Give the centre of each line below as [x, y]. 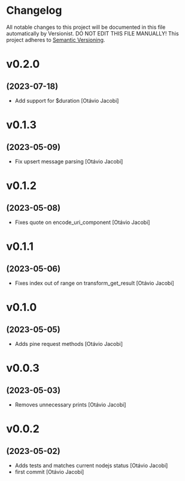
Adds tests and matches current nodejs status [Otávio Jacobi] [91, 465]
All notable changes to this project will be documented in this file [86, 27]
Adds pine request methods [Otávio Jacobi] [69, 343]
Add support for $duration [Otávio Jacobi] [67, 100]
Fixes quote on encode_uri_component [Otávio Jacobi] [82, 222]
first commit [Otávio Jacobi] [49, 471]
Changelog [34, 11]
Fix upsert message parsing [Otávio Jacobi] [69, 161]
